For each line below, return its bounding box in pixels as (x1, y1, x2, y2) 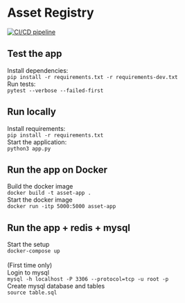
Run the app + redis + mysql (7, 222, 130, 234)
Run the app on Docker (7, 164, 107, 175)
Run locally (7, 106, 57, 118)
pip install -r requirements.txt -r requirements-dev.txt (7, 73, 178, 80)
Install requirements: (7, 124, 66, 132)
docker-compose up (7, 248, 60, 254)
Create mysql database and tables (7, 282, 105, 291)
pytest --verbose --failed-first (7, 87, 104, 94)
